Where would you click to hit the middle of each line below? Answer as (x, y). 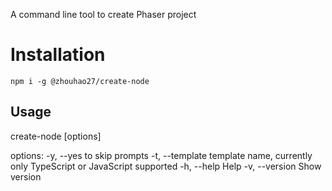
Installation (58, 55)
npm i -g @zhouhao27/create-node (80, 81)
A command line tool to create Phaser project (103, 14)
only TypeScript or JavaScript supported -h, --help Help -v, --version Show (166, 166)
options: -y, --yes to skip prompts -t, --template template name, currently (161, 155)
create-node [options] (56, 136)
